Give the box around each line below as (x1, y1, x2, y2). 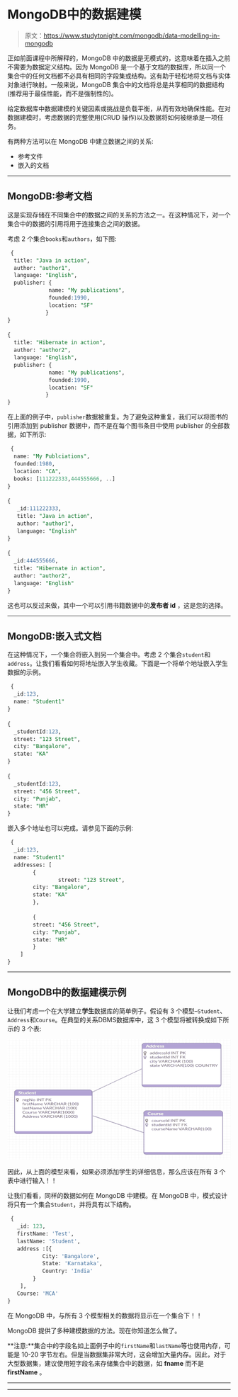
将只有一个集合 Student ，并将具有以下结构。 (7, 1200, 136, 1209)
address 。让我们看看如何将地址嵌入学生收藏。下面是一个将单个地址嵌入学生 (7, 660, 229, 668)
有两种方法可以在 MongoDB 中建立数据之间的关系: (7, 137, 154, 145)
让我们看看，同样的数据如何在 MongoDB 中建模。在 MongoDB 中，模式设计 (7, 1192, 228, 1200)
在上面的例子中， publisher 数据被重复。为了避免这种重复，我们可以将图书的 (7, 412, 229, 422)
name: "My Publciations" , (13, 453, 91, 460)
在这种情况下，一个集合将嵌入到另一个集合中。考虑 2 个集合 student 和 (7, 650, 211, 659)
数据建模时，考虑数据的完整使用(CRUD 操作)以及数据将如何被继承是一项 (7, 113, 217, 121)
